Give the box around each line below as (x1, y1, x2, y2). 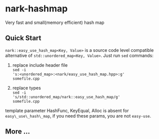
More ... (5, 128, 30, 136)
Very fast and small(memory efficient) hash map (5, 19, 104, 25)
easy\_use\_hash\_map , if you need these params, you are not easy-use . (5, 113, 151, 119)
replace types (12, 85, 41, 91)
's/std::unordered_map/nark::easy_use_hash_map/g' (12, 94, 120, 100)
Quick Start (5, 34, 41, 42)
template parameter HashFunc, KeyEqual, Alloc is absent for (5, 108, 129, 114)
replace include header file (12, 62, 68, 68)
